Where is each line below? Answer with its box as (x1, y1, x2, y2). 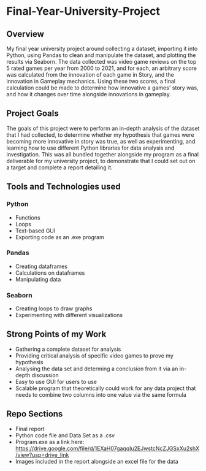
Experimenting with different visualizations (15, 312, 123, 319)
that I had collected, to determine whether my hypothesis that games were (6, 131, 194, 139)
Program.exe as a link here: (15, 438, 85, 445)
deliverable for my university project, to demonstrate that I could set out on (6, 157, 196, 164)
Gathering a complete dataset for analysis (15, 345, 121, 353)
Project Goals (6, 109, 59, 119)
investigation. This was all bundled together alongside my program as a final (6, 150, 199, 158)
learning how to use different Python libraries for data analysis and (6, 144, 175, 151)
